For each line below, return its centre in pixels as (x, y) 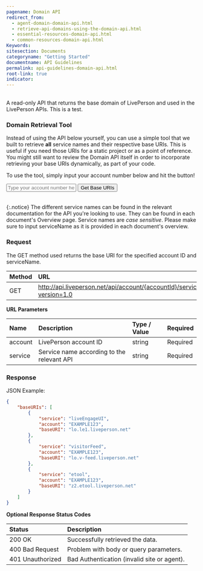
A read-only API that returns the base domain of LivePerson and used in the (101, 103)
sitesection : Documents (36, 51)
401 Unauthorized (35, 559)
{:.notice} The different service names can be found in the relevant (89, 207)
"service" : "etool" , (64, 475)
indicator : (20, 79)
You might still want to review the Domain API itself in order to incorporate (98, 157)
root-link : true (27, 74)
